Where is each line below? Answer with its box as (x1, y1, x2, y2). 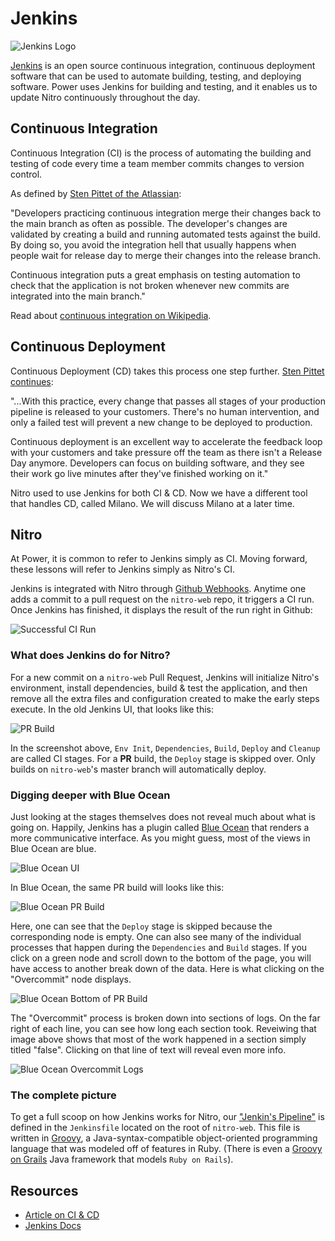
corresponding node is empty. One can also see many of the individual (10, 930, 302, 942)
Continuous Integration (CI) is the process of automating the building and (10, 147, 312, 159)
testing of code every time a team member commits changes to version (10, 157, 305, 169)
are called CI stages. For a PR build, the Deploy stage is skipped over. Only (10, 752, 316, 764)
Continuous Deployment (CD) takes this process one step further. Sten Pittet (10, 365, 325, 377)
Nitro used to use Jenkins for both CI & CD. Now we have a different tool (10, 487, 308, 499)
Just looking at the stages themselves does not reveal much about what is (10, 810, 316, 822)
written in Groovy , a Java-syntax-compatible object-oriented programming (10, 1132, 318, 1144)
